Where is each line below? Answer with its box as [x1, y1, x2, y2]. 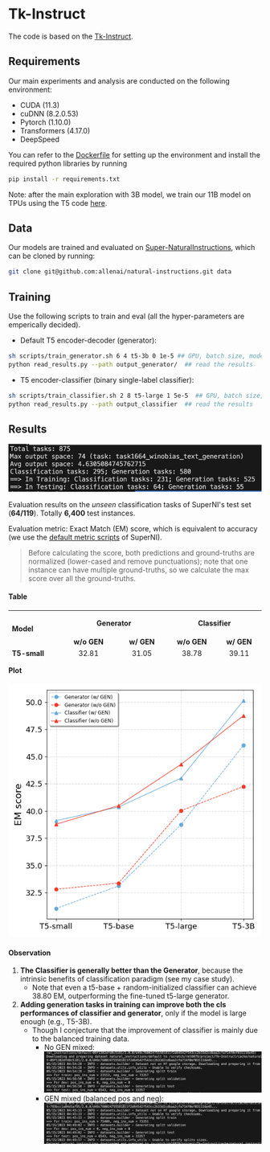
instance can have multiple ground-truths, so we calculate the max [27, 564, 249, 575]
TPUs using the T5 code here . [8, 198, 108, 207]
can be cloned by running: [8, 251, 96, 261]
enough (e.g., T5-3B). [19, 1017, 92, 1027]
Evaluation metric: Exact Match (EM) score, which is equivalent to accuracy [8, 523, 258, 533]
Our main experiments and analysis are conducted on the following [8, 76, 231, 85]
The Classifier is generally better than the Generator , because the [19, 965, 243, 975]
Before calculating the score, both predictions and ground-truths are [27, 547, 256, 557]
